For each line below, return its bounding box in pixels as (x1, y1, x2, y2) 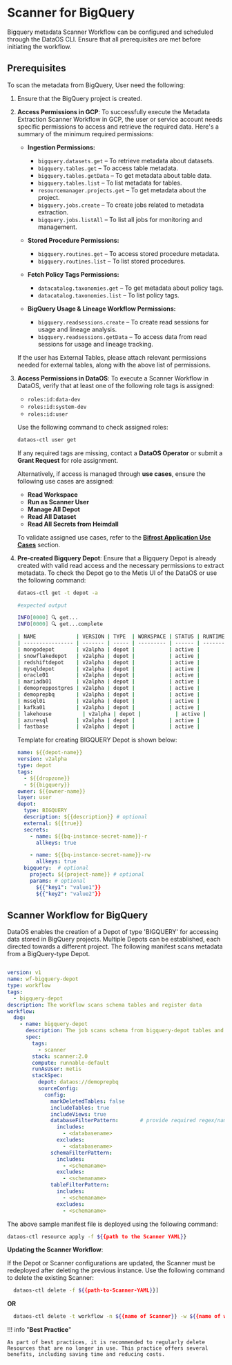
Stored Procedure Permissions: (27, 236, 119, 244)
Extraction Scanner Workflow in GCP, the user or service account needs (17, 115, 223, 123)
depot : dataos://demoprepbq (37, 1079, 119, 1085)
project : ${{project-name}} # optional (30, 871, 145, 878)
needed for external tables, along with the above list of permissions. (17, 360, 211, 369)
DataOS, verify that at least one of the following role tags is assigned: (17, 381, 215, 390)
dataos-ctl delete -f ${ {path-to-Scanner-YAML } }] (13, 1287, 159, 1294)
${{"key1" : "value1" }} (35, 883, 101, 890)
